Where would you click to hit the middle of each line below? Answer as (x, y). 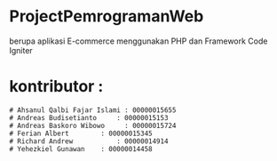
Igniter (21, 50)
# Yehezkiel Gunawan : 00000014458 (81, 149)
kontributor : (56, 87)
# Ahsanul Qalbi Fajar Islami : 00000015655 (93, 110)
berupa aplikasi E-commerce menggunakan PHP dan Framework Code (138, 41)
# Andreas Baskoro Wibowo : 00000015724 (93, 125)
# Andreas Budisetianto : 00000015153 (89, 117)
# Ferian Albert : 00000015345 (81, 133)
